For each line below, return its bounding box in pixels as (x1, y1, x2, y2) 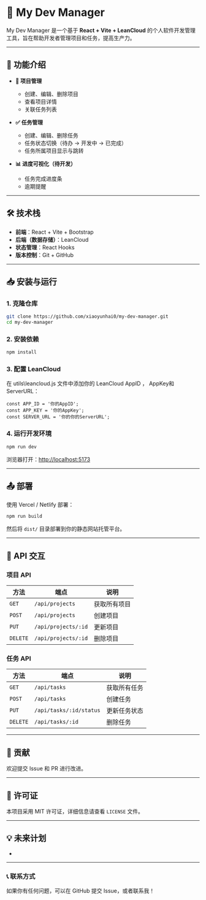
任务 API (6, 654, 31, 663)
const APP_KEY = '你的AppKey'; (6, 407, 85, 413)
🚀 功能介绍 (6, 60, 46, 70)
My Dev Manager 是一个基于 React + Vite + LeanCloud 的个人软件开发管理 (6, 26, 196, 34)
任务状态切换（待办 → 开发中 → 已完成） (24, 139, 128, 147)
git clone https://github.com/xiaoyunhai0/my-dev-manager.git (6, 313, 169, 320)
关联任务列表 (24, 106, 57, 113)
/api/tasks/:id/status (34, 707, 101, 714)
